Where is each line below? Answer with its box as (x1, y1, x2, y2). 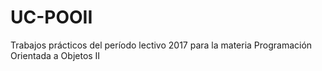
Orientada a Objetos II (10, 49, 101, 61)
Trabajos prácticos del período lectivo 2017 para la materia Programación (10, 39, 313, 51)
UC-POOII (10, 6, 93, 29)
